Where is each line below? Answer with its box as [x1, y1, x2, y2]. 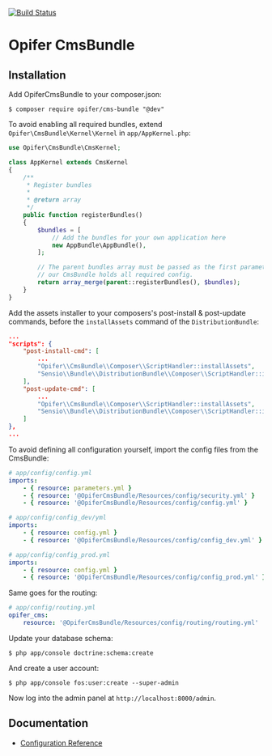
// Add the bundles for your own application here [51, 233, 227, 242]
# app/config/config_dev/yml [8, 514, 107, 522]
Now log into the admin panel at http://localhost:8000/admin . [8, 693, 217, 703]
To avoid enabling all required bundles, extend [8, 120, 163, 129]
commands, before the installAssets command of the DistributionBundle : [8, 316, 259, 326]
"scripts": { [8, 340, 53, 348]
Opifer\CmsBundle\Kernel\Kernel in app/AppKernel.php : [8, 128, 192, 138]
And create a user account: [8, 663, 100, 673]
